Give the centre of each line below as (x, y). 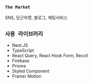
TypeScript (23, 50)
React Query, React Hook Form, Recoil (50, 56)
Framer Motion (27, 76)
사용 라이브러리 (24, 34)
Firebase (21, 61)
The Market (18, 7)
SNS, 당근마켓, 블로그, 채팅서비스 (36, 18)
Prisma (19, 66)
